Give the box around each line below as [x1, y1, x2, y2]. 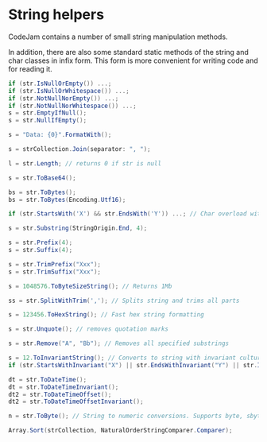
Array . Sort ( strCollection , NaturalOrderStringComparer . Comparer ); [8, 427, 233, 435]
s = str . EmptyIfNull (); [8, 109, 87, 117]
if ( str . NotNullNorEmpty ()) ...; [8, 94, 119, 103]
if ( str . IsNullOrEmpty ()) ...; [8, 79, 112, 87]
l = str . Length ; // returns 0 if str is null [8, 159, 161, 168]
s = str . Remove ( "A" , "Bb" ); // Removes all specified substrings [8, 339, 229, 347]
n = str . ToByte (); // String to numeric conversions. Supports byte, [8, 412, 244, 421]
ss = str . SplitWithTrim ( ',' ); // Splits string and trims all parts [8, 297, 240, 304]
